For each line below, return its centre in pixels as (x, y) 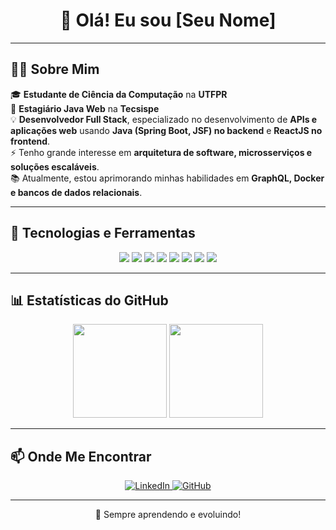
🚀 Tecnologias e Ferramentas (103, 233)
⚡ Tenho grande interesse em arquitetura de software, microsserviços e (161, 152)
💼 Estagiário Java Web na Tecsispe (85, 108)
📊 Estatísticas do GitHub (89, 300)
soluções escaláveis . (55, 166)
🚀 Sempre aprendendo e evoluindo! (168, 515)
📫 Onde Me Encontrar (81, 456)
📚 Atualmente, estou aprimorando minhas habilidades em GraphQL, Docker (167, 178)
